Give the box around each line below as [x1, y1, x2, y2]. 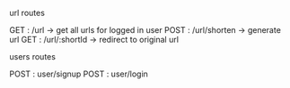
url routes [9, 8, 45, 18]
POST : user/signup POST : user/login [9, 68, 148, 79]
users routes [9, 52, 57, 61]
